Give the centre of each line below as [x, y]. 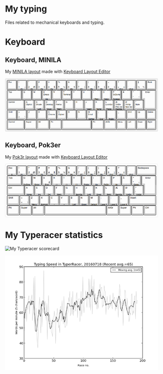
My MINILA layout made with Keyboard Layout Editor [58, 71]
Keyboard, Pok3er [33, 145]
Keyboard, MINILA [33, 60]
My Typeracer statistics [54, 235]
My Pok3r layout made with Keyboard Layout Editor [56, 157]
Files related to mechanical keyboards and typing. [55, 22]
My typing [26, 9]
